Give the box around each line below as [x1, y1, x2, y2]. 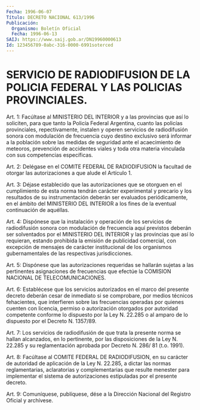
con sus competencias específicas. [6, 151, 94, 159]
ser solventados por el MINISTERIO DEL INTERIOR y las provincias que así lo [6, 230, 195, 238]
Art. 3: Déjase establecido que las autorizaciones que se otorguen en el [6, 181, 182, 188]
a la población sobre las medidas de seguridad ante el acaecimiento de [6, 138, 181, 145]
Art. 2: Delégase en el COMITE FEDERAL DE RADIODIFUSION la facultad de [6, 163, 192, 170]
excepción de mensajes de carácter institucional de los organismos [6, 243, 172, 250]
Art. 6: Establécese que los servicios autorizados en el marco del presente [6, 286, 189, 293]
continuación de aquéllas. [6, 206, 70, 213]
